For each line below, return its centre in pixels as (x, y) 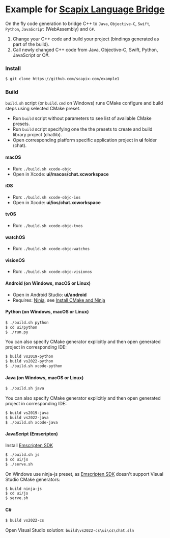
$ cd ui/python (21, 327)
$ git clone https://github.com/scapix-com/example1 (62, 79)
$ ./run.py (17, 332)
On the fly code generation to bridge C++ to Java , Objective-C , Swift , (78, 23)
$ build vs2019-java (27, 413)
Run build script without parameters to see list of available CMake (82, 118)
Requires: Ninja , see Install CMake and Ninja (59, 300)
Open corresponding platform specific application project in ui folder (84, 140)
